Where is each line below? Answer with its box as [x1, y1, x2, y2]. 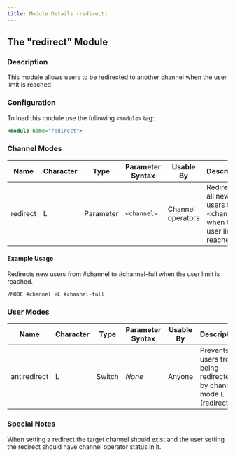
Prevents [199, 345, 229, 355]
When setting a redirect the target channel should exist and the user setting [7, 435, 225, 443]
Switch [96, 372, 119, 382]
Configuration [7, 98, 56, 108]
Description [7, 57, 48, 66]
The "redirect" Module [7, 36, 108, 48]
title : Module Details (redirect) [7, 10, 108, 17]
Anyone [167, 372, 194, 382]
